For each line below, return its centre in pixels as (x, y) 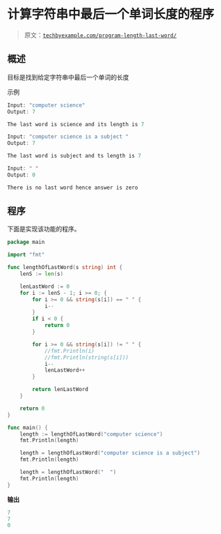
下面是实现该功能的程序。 (44, 229)
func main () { (28, 427)
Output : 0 (22, 175)
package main (26, 242)
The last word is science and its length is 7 (76, 124)
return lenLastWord (60, 390)
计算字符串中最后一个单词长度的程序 (111, 14)
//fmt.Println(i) (69, 351)
